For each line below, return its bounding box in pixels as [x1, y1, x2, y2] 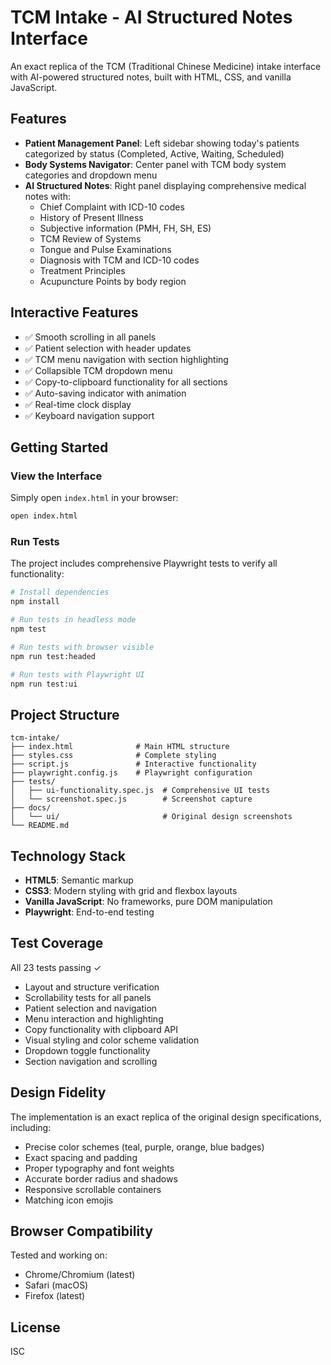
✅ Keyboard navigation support [24, 409, 155, 421]
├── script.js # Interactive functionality [10, 759, 257, 770]
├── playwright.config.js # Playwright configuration [10, 768, 253, 778]
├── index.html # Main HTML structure [10, 742, 230, 752]
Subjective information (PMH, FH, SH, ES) [39, 222, 212, 234]
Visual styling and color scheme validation [24, 1034, 200, 1046]
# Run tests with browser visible [10, 642, 155, 652]
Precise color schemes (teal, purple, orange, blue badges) [24, 1141, 265, 1153]
